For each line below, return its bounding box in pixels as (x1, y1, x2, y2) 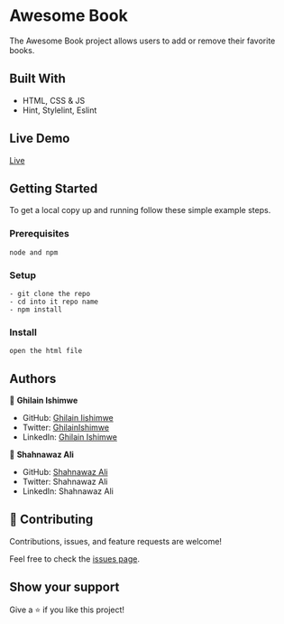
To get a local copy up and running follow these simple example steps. (9, 205, 271, 216)
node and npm (9, 247, 59, 257)
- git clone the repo (9, 289, 91, 298)
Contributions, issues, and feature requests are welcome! (9, 536, 223, 546)
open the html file (9, 347, 83, 356)
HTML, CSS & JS (22, 95, 86, 106)
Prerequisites (9, 228, 69, 240)
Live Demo (9, 131, 70, 146)
